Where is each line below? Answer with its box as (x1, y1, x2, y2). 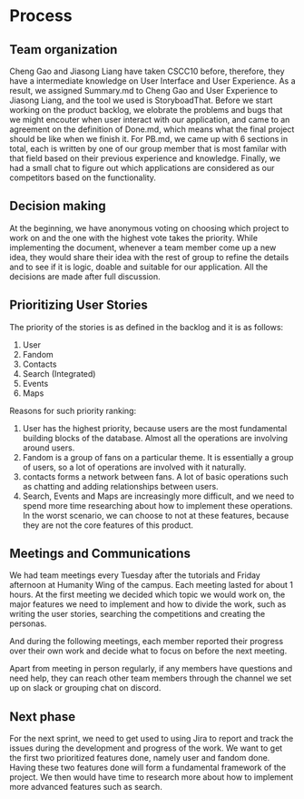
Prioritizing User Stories (9, 298, 148, 313)
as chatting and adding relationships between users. (22, 480, 220, 491)
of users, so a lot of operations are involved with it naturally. (22, 461, 247, 472)
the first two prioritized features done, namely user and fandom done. (9, 753, 270, 764)
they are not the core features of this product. (22, 520, 193, 531)
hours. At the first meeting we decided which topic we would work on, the (9, 589, 286, 601)
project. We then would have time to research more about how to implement (9, 772, 294, 783)
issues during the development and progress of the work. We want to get (9, 743, 283, 753)
